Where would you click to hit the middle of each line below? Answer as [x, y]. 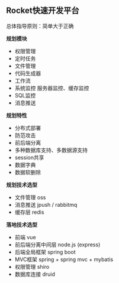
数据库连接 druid [35, 274]
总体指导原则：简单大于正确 [40, 26]
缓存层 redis [29, 212]
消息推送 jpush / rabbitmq [46, 204]
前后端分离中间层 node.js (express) [57, 245]
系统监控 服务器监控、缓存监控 [52, 88]
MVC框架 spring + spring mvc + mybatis [64, 259]
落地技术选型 [22, 225]
